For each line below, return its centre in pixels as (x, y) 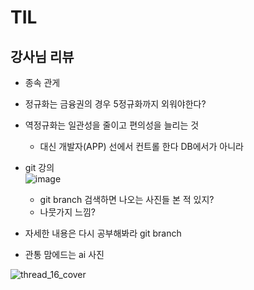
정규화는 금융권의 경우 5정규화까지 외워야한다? (115, 104)
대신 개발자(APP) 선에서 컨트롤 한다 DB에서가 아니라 (141, 146)
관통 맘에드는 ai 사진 (64, 254)
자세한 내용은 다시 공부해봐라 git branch (103, 233)
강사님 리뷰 (42, 56)
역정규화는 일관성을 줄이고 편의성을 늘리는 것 (112, 125)
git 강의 (39, 167)
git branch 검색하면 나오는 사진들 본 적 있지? (127, 199)
